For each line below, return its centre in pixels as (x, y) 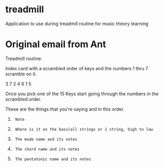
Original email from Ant (56, 44)
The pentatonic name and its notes (53, 159)
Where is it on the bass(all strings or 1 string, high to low (84, 129)
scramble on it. (21, 74)
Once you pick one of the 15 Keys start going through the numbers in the (82, 94)
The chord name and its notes (47, 149)
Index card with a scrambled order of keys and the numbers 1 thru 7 (77, 68)
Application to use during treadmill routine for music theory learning (77, 24)
